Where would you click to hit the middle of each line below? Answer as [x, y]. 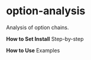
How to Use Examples [33, 50]
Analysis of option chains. [38, 27]
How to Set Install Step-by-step [45, 39]
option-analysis [46, 11]
